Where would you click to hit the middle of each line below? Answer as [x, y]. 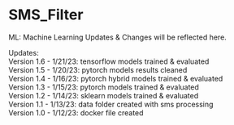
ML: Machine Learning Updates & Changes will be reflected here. [118, 37]
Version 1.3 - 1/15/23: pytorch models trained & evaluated [104, 87]
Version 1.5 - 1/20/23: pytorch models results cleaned [98, 69]
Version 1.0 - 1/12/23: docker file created [76, 112]
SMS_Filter [46, 15]
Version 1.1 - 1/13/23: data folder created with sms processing [111, 104]
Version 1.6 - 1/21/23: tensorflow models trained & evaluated [109, 61]
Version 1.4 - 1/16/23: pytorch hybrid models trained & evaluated [116, 78]
